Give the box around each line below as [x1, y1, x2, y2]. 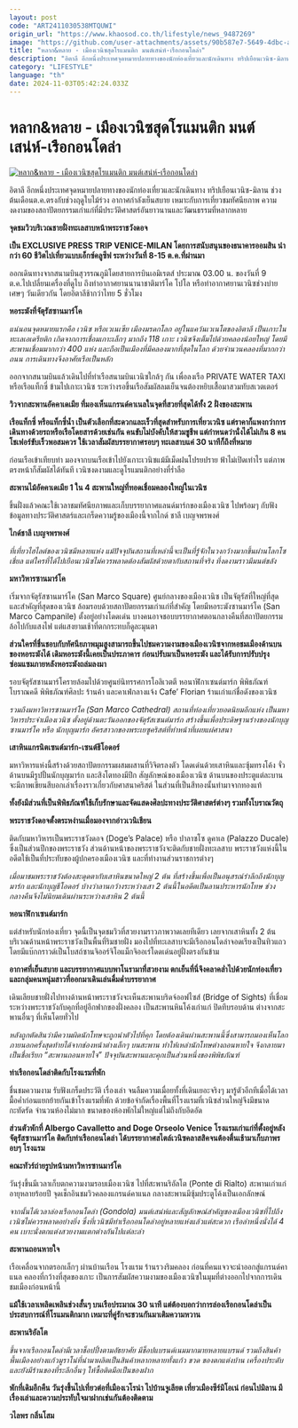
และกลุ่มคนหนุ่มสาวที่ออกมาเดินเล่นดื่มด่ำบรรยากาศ [9, 973, 157, 984]
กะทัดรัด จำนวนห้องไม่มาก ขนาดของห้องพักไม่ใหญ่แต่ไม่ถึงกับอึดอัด [9, 1105, 202, 1115]
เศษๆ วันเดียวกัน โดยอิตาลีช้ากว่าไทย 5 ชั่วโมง [9, 288, 143, 298]
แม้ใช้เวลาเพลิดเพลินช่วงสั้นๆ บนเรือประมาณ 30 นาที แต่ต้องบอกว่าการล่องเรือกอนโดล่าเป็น [9, 1298, 272, 1310]
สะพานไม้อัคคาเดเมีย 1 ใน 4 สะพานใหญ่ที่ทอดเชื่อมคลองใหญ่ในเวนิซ [9, 481, 208, 493]
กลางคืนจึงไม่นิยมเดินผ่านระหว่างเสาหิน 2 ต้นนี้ [9, 890, 145, 901]
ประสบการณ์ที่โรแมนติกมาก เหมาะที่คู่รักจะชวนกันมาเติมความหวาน [9, 1309, 201, 1320]
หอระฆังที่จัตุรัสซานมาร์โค [9, 305, 82, 316]
